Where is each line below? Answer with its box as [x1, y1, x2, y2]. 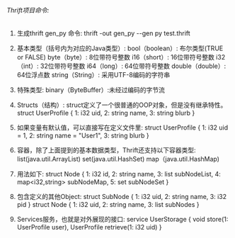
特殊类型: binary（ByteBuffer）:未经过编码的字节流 [16, 86, 166, 94]
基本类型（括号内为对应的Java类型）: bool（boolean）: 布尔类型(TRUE [16, 44, 224, 52]
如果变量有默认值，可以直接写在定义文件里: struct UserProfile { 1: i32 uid [16, 123, 229, 132]
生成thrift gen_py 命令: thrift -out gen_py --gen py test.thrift [16, 29, 190, 38]
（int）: [16, 62, 40, 70]
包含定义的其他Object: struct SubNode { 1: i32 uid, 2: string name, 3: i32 [16, 193, 227, 201]
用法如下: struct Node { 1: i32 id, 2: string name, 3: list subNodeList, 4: [16, 170, 221, 178]
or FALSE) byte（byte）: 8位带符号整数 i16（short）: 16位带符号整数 [16, 53, 215, 62]
